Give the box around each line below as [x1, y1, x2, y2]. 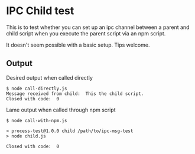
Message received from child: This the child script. [6, 90, 144, 97]
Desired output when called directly [6, 74, 93, 81]
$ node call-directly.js [6, 86, 67, 91]
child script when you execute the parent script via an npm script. [6, 30, 166, 37]
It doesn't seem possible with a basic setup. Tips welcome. [6, 41, 150, 48]
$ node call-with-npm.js [6, 117, 67, 123]
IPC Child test [6, 4, 74, 18]
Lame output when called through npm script [6, 106, 116, 113]
